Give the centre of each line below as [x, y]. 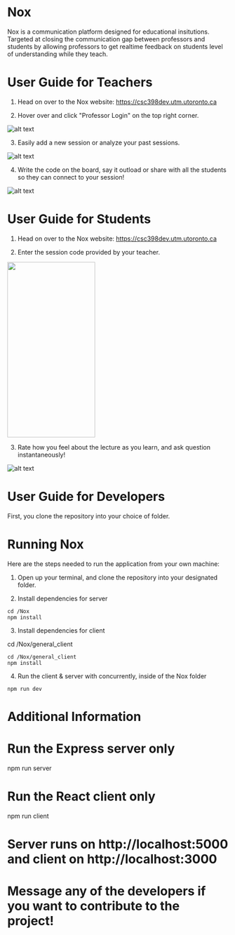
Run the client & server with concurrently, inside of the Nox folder [112, 676]
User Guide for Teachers [80, 82]
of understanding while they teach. [58, 54]
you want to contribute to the [94, 906]
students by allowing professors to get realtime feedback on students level [115, 46]
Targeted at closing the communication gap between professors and [106, 39]
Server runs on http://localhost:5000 [118, 844]
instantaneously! [41, 455]
